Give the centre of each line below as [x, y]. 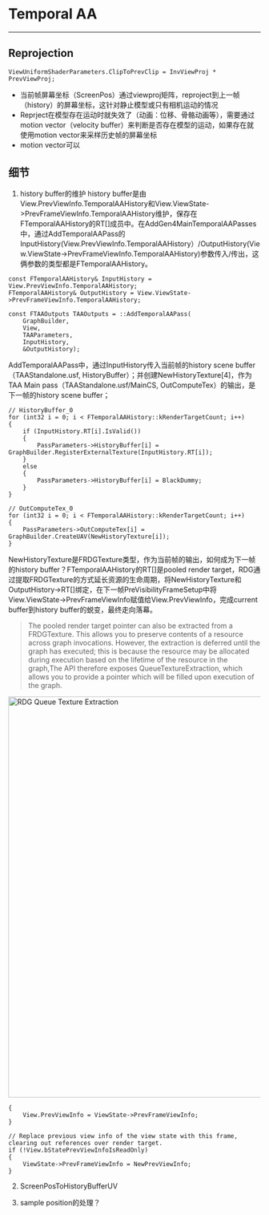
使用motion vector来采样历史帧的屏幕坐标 [88, 135]
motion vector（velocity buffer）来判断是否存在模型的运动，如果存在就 [137, 124]
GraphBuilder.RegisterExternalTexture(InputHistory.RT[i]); [111, 452]
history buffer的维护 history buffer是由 [83, 193]
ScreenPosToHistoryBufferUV [69, 1186]
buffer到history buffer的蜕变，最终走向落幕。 [83, 610]
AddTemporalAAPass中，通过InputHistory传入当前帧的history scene [121, 365]
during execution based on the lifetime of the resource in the [128, 659]
